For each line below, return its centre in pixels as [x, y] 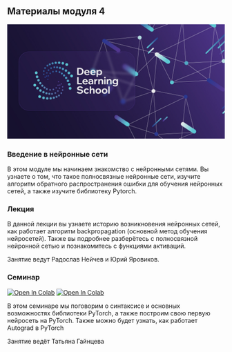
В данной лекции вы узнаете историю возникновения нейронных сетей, [114, 224]
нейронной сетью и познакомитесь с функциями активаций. [97, 246]
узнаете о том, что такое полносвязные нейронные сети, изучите [104, 176]
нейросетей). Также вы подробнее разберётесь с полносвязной [103, 239]
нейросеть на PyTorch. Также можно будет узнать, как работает [103, 320]
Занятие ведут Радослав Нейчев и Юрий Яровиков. [84, 260]
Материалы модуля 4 [56, 11]
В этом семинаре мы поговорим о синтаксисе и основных [94, 306]
